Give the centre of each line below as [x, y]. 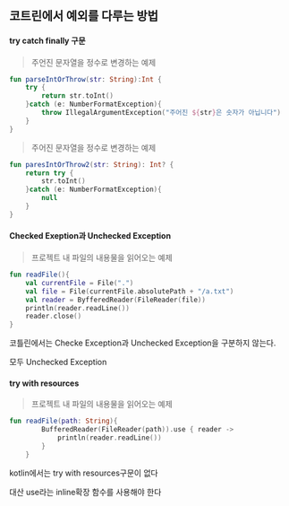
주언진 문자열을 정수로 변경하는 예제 [93, 62]
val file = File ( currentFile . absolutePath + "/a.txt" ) [130, 291]
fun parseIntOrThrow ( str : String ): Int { [86, 79]
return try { [50, 173]
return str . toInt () [78, 96]
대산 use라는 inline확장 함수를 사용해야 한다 [85, 492]
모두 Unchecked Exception [58, 362]
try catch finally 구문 [48, 40]
